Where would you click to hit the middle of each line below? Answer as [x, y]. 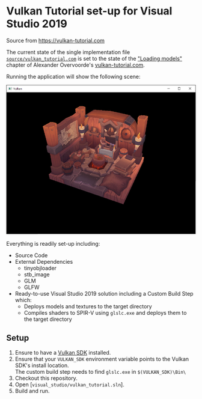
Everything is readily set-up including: [53, 244]
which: [23, 300]
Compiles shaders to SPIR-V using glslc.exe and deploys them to [105, 313]
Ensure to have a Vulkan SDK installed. [63, 352]
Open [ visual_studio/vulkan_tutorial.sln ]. [69, 384]
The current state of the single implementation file [68, 52]
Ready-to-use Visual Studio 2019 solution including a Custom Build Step [104, 294]
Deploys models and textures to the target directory [88, 306]
